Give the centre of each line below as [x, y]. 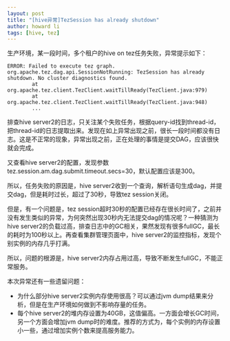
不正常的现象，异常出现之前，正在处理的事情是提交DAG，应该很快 [125, 139]
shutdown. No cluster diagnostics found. [67, 79]
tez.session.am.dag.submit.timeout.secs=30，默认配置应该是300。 [103, 171]
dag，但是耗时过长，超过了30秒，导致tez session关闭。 [92, 194]
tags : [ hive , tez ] [33, 33]
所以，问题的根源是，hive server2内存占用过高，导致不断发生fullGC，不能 [112, 258]
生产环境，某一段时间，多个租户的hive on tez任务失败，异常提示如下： [107, 53]
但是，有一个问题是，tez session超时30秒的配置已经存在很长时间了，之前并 [114, 209]
